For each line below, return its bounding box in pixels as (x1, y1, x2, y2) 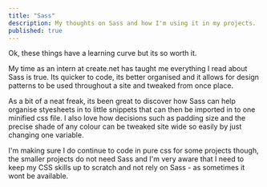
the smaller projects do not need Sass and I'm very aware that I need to (8, 154, 245, 164)
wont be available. (8, 171, 69, 181)
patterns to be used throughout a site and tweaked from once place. (8, 81, 234, 90)
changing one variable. (8, 130, 84, 140)
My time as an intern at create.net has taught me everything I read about (8, 64, 248, 74)
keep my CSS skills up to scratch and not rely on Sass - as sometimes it (8, 163, 245, 173)
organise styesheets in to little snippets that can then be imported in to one (8, 105, 256, 114)
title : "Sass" (8, 11, 56, 20)
